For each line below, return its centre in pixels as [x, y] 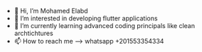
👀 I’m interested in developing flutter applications [86, 18]
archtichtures [33, 33]
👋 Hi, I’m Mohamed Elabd [51, 11]
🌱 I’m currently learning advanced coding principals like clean [105, 26]
